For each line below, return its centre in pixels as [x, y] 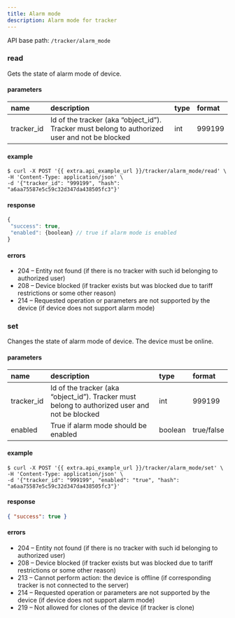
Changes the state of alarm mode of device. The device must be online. [111, 341]
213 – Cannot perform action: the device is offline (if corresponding [114, 578]
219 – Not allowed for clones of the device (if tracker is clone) [106, 607]
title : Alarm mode [34, 14]
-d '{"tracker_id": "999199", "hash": [64, 184]
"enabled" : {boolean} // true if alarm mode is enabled [93, 233]
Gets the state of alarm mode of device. [64, 74]
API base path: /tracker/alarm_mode [59, 40]
